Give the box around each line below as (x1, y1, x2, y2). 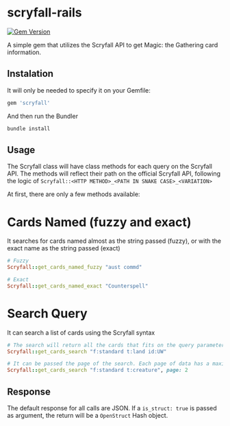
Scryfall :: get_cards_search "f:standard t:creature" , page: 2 (7, 367, 188, 374)
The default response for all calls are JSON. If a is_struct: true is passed (7, 404, 217, 412)
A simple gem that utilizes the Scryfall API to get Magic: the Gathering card (7, 40, 218, 49)
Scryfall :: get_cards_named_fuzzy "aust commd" (7, 264, 142, 271)
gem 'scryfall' (7, 99, 51, 106)
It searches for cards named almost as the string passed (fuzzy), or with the (7, 237, 222, 245)
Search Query (7, 305, 88, 321)
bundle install (7, 125, 51, 132)
